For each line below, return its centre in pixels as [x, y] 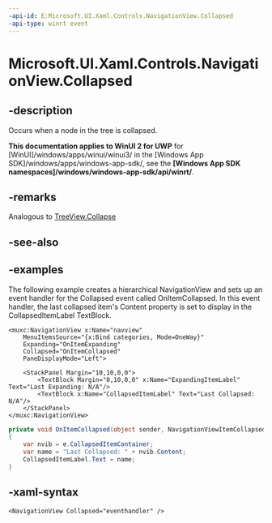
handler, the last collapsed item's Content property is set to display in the [130, 307]
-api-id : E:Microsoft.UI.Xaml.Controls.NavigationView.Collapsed [121, 16]
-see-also [34, 242]
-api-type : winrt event [49, 24]
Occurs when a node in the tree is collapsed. [83, 130]
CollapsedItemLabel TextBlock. [60, 315]
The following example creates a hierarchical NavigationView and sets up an [136, 289]
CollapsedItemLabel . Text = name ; [79, 460]
